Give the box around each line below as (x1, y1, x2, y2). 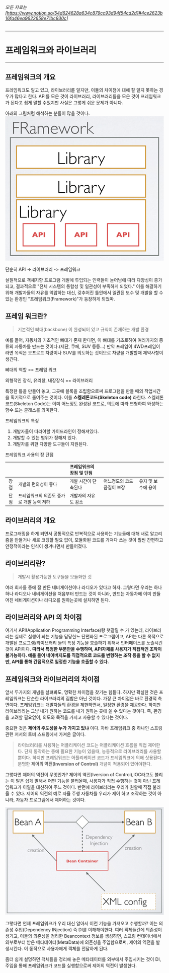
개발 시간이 (69, 478, 92, 484)
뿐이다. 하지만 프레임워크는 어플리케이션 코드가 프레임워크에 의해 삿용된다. (17, 755, 163, 761)
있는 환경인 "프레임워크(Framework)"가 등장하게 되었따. (5, 295, 115, 302)
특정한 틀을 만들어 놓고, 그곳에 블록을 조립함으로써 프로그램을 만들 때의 (5, 388, 143, 394)
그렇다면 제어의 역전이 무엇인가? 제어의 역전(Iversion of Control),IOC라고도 (5, 772, 154, 778)
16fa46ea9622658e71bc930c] (5, 15, 68, 21)
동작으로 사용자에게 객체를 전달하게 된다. (29, 945, 109, 951)
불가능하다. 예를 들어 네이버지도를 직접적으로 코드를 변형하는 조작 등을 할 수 (5, 652, 151, 658)
